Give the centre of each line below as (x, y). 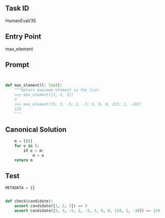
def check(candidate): (29, 201)
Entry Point (23, 37)
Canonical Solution (36, 129)
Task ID (17, 8)
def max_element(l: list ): (34, 85)
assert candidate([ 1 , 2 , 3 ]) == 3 (51, 206)
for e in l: (27, 146)
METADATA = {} (20, 188)
